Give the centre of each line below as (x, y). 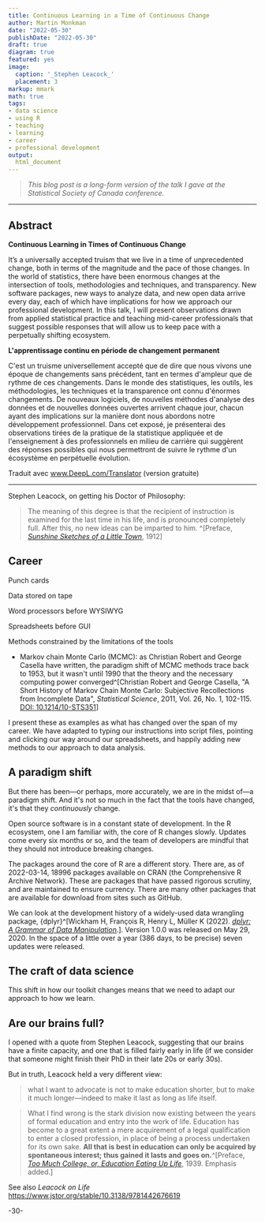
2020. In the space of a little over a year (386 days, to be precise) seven (125, 938)
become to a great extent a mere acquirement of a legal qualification (139, 1130)
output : (21, 155)
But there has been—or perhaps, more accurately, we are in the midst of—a (131, 791)
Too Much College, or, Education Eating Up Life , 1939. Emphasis (132, 1164)
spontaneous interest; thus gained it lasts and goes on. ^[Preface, (136, 1155)
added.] (40, 1172)
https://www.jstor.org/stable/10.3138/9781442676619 (94, 1196)
